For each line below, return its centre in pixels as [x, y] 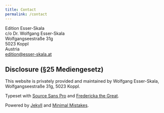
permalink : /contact [26, 14]
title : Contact [21, 10]
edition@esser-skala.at [29, 54]
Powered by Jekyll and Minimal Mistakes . [47, 105]
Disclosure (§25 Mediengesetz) [54, 69]
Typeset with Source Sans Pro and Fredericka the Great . [62, 96]
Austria [12, 49]
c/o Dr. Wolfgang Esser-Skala [35, 33]
